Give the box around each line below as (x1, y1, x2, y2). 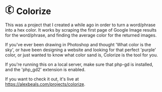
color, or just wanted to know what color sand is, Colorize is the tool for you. (5, 52, 158, 58)
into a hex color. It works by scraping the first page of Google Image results (5, 27, 157, 33)
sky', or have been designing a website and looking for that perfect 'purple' (5, 47, 156, 53)
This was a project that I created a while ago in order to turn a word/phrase (5, 22, 156, 28)
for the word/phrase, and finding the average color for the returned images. (5, 32, 157, 38)
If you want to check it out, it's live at (5, 76, 79, 82)
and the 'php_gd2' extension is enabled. (5, 66, 86, 73)
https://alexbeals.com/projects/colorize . (5, 81, 85, 87)
